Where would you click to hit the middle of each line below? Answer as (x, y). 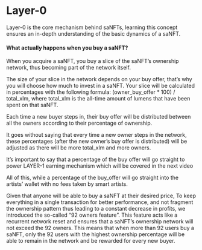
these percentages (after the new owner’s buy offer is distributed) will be (97, 141)
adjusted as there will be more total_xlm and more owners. (79, 148)
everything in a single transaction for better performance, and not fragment (100, 202)
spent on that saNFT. (32, 105)
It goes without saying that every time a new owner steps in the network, (96, 135)
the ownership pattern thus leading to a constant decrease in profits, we (96, 209)
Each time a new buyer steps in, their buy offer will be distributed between (99, 117)
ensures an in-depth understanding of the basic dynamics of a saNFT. (93, 33)
